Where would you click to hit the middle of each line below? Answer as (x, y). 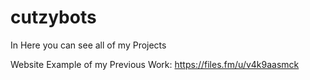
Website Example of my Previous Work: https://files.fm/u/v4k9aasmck (155, 64)
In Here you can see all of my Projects (88, 45)
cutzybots (53, 17)
